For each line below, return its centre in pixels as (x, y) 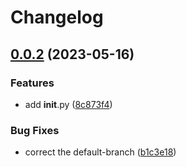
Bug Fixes (35, 130)
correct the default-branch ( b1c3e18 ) (100, 152)
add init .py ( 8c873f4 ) (68, 104)
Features (32, 83)
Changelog (57, 17)
